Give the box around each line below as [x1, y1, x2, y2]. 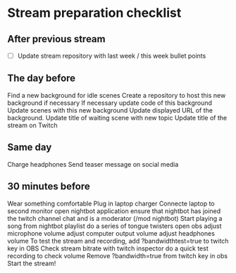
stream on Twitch [7, 121, 58, 129]
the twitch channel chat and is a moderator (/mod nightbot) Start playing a [7, 214, 223, 222]
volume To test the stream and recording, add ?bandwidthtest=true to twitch [7, 236, 229, 245]
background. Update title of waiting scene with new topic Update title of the [7, 113, 228, 122]
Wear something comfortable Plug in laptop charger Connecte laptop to [7, 199, 215, 208]
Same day [7, 141, 52, 153]
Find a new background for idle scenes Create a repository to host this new [7, 91, 226, 99]
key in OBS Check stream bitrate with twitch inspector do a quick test [7, 244, 209, 253]
